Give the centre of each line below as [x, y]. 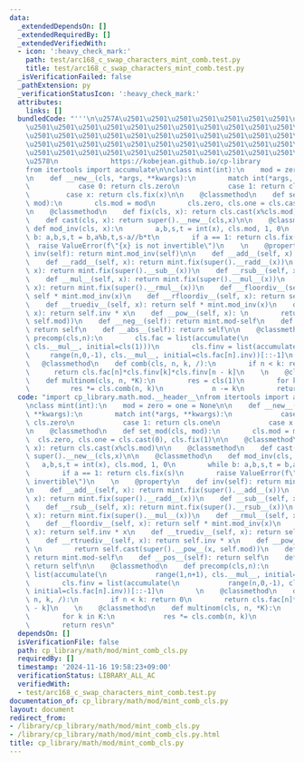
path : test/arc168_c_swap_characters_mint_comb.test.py [133, 60]
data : [19, 18]
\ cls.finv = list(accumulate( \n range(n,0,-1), [155, 583]
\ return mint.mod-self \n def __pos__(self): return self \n [147, 557]
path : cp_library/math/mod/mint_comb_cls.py [103, 650]
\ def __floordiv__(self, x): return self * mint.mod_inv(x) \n [153, 524]
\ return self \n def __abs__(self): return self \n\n [133, 330]
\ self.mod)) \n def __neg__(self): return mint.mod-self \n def [160, 322]
